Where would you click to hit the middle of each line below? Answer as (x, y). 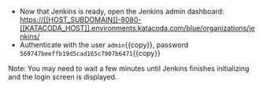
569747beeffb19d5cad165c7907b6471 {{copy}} (90, 53)
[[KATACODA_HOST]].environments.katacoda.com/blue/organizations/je (137, 28)
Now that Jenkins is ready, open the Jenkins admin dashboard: (122, 11)
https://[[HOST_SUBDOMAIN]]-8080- (80, 20)
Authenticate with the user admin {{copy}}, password (104, 45)
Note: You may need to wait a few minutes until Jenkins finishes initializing (129, 69)
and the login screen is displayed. (63, 77)
